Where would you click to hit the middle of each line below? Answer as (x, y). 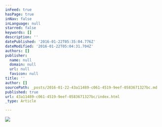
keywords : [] (18, 32)
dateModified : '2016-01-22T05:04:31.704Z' (49, 46)
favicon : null (24, 74)
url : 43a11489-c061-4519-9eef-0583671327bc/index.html (63, 96)
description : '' (22, 37)
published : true (22, 92)
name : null (21, 60)
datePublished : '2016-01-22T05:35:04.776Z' (50, 42)
